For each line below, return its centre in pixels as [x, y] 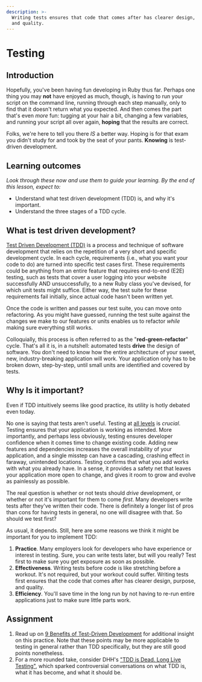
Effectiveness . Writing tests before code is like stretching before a [98, 568]
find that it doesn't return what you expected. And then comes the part [94, 109]
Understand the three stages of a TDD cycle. [71, 211]
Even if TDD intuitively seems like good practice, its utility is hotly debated [98, 405]
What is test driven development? [71, 230]
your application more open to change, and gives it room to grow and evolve [101, 475]
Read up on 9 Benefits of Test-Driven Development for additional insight [104, 634]
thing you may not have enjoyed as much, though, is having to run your [95, 96]
